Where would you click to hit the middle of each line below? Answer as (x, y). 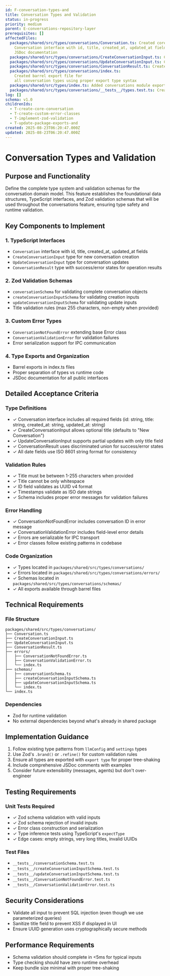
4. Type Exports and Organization (47, 356)
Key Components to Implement (55, 226)
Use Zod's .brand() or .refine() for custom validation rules (75, 754)
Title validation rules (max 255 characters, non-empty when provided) (86, 308)
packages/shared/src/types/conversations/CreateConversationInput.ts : (86, 57)
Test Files (17, 852)
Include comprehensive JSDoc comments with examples (72, 765)
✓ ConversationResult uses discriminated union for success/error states (88, 446)
